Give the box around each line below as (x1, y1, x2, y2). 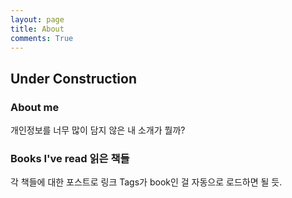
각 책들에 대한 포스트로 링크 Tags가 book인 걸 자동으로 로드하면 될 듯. (10, 176, 283, 188)
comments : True (10, 33, 74, 43)
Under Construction (10, 70, 137, 87)
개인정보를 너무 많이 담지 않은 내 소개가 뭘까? (10, 124, 186, 136)
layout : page (10, 14, 65, 25)
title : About (10, 24, 65, 34)
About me (10, 100, 60, 114)
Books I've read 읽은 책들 (10, 151, 130, 165)
